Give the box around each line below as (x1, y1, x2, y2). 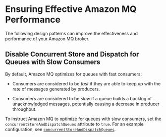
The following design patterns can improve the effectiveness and (5, 30, 138, 36)
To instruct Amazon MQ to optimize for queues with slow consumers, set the (5, 116, 162, 122)
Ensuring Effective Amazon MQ (5, 3, 137, 15)
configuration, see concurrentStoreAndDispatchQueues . (5, 126, 116, 132)
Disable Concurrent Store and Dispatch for (5, 50, 139, 59)
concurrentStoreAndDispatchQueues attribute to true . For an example (5, 121, 144, 127)
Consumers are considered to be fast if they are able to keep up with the (12, 80, 161, 86)
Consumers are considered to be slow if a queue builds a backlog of (12, 95, 152, 101)
